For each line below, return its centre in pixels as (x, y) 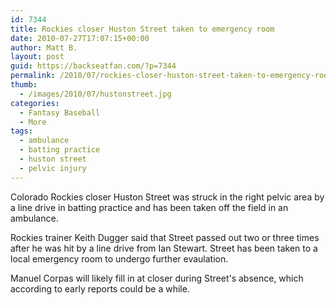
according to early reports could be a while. (100, 288)
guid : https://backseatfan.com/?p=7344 (93, 66)
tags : (21, 131)
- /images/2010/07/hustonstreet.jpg (95, 94)
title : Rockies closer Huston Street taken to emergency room (142, 29)
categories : (35, 103)
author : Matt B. (44, 47)
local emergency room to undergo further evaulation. (119, 258)
